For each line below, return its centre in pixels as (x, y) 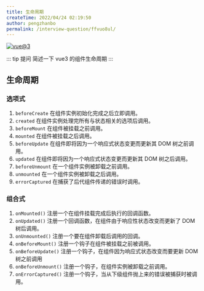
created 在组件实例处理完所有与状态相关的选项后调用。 (84, 121)
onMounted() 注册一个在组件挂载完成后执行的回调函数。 (85, 213)
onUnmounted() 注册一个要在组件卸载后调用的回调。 (79, 236)
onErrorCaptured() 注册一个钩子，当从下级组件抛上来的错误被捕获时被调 (106, 274)
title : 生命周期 (25, 12)
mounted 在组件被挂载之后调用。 (55, 136)
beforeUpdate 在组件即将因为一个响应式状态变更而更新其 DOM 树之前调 (104, 143)
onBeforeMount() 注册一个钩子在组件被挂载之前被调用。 (85, 244)
